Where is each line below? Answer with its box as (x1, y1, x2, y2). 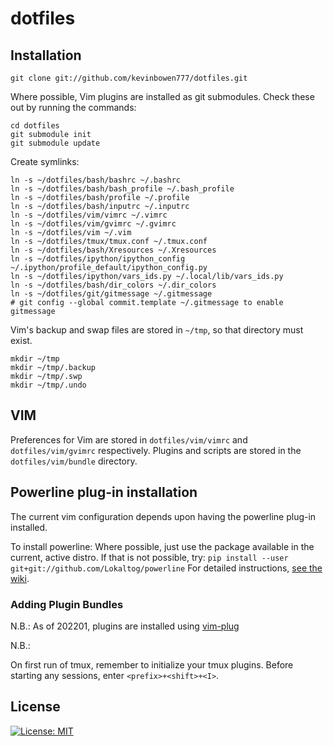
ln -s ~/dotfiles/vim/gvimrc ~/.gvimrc (10, 219, 177, 229)
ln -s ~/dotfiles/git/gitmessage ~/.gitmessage (10, 289, 213, 299)
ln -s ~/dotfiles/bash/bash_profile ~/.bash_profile (10, 184, 235, 194)
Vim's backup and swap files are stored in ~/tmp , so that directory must (10, 324, 304, 336)
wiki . (10, 572, 30, 584)
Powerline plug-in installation (10, 484, 198, 501)
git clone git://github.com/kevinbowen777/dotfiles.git (10, 73, 248, 83)
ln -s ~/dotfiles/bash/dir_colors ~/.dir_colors (10, 280, 217, 290)
